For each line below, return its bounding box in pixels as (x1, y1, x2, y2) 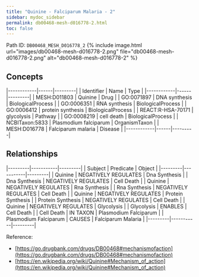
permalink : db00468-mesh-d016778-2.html (6, 20, 108, 26)
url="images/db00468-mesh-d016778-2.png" (6, 48, 119, 55)
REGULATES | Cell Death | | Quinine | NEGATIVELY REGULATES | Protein (6, 190, 183, 197)
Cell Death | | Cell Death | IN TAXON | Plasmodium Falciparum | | (6, 209, 164, 216)
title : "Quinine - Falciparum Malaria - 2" (6, 8, 116, 15)
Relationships (6, 149, 58, 159)
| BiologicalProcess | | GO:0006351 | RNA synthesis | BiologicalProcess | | (6, 100, 187, 107)
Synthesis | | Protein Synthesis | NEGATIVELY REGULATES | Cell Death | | (6, 196, 185, 203)
